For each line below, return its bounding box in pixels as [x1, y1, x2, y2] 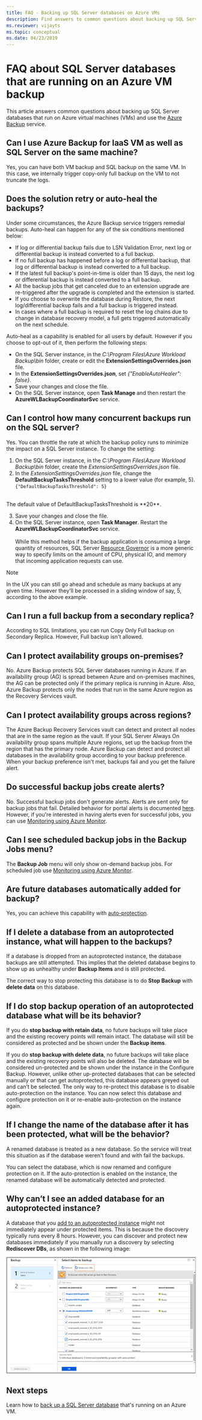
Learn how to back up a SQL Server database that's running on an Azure [6, 1401, 186, 1409]
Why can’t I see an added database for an [6, 1194, 165, 1204]
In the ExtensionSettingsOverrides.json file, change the [14, 469, 151, 477]
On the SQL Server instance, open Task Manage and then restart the [14, 389, 186, 396]
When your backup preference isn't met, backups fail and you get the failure [6, 758, 195, 765]
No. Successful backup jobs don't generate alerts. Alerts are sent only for [6, 798, 189, 805]
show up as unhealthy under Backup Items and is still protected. [6, 965, 167, 972]
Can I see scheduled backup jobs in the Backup [6, 835, 187, 845]
